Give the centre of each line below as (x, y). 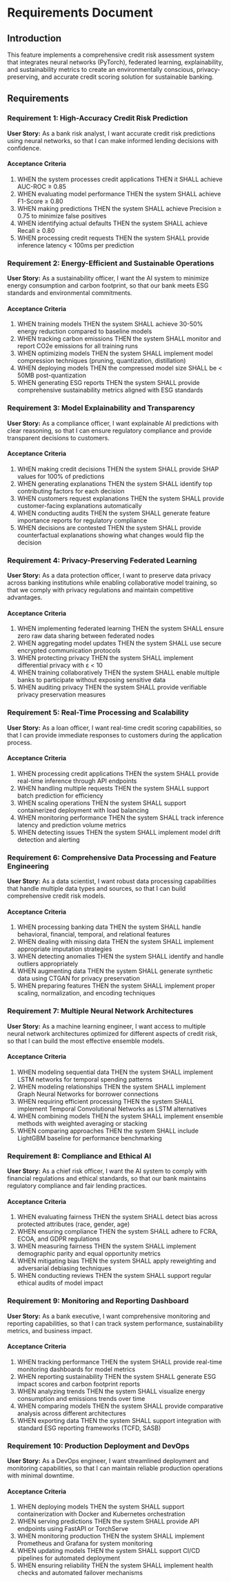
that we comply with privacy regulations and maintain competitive (101, 590)
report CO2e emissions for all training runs (78, 346)
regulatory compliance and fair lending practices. (77, 1186)
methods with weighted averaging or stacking (82, 1123)
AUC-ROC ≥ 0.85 (42, 186)
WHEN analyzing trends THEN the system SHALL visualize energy (111, 1391)
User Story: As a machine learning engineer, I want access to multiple (107, 1026)
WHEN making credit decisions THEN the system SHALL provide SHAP (118, 469)
